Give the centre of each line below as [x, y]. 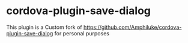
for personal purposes [82, 33]
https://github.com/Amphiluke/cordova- [132, 27]
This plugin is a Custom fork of [44, 27]
